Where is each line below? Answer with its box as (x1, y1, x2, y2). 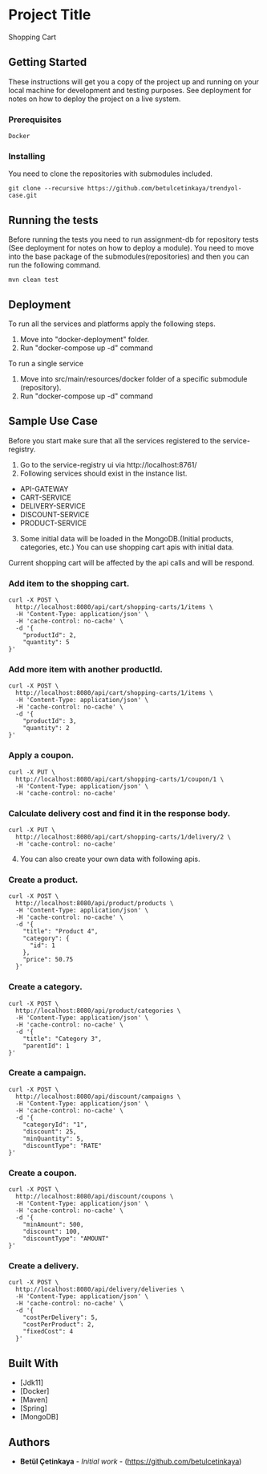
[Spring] (19, 1403, 48, 1413)
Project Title (8, 6, 91, 24)
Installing (8, 150, 46, 161)
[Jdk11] (19, 1378, 44, 1387)
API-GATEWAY (19, 484, 69, 493)
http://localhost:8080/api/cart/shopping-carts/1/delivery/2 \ (15, 833, 231, 841)
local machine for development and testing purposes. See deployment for (8, 85, 252, 95)
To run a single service (8, 358, 84, 368)
